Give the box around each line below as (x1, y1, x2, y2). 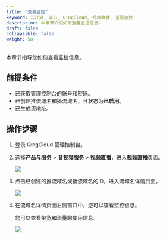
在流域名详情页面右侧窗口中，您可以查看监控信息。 (14, 201, 140, 209)
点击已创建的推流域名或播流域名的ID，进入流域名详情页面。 (14, 177, 161, 185)
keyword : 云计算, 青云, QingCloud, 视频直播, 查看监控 (6, 14, 133, 20)
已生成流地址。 (14, 105, 52, 112)
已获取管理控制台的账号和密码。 (14, 90, 93, 97)
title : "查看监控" (6, 8, 49, 15)
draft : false (6, 25, 39, 32)
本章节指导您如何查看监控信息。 (6, 54, 84, 60)
